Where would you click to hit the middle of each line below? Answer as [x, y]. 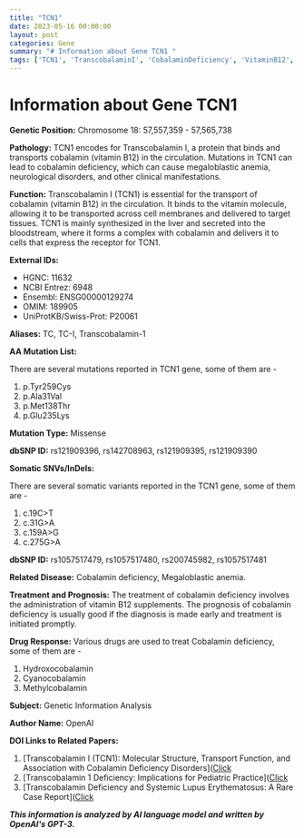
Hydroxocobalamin [58, 668]
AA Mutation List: [43, 351]
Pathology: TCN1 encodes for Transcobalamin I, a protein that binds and [145, 147]
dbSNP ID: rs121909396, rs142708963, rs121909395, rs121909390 [133, 450]
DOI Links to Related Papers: [64, 740]
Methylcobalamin [55, 687]
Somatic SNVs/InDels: [52, 468]
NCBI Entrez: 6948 [58, 287]
